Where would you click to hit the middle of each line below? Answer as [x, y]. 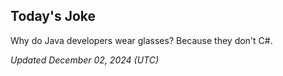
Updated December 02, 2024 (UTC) [85, 60]
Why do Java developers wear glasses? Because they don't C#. [141, 40]
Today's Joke [53, 16]
